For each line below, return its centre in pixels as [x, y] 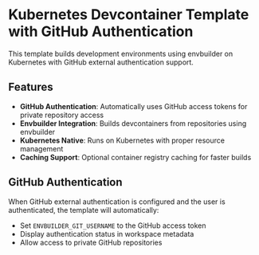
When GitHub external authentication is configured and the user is [117, 202]
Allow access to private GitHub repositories [91, 242]
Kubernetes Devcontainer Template [129, 15]
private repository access [62, 115]
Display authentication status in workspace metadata [107, 233]
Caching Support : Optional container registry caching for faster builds [135, 157]
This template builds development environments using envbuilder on [121, 53]
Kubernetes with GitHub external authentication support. [101, 62]
